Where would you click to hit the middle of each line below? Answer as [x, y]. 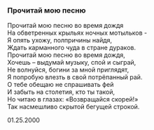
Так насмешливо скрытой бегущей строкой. [73, 107]
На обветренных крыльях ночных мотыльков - [77, 33]
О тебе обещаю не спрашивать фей [61, 85]
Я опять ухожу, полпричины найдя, [60, 40]
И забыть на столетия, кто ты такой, [61, 92]
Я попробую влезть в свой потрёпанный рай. [75, 77]
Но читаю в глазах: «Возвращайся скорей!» [73, 99]
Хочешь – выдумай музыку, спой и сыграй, [72, 63]
